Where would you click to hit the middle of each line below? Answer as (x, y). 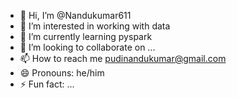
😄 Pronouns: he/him (62, 73)
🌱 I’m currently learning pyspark (86, 36)
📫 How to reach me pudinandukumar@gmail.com (123, 58)
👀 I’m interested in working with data (95, 26)
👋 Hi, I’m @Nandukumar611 (75, 15)
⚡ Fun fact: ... (47, 84)
